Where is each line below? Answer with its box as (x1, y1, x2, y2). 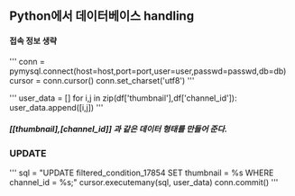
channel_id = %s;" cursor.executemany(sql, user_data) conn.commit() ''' (9, 176, 279, 187)
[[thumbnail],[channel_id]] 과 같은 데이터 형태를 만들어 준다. (9, 124, 228, 135)
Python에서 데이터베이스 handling (9, 8, 195, 24)
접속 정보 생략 (9, 35, 57, 46)
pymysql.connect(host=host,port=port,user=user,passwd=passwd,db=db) (9, 66, 287, 76)
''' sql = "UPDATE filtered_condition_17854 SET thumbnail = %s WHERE (9, 167, 274, 178)
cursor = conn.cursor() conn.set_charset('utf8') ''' (9, 75, 195, 85)
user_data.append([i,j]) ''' (9, 102, 104, 112)
